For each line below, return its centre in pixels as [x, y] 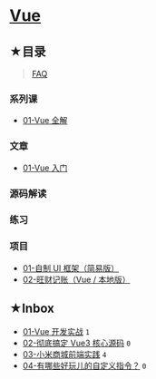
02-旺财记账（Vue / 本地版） [76, 279]
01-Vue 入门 [45, 168]
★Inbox [32, 309]
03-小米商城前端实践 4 [64, 354]
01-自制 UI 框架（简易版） [71, 267]
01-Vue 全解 [45, 121]
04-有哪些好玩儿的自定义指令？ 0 [84, 365]
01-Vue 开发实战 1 [56, 331]
